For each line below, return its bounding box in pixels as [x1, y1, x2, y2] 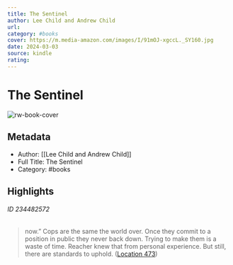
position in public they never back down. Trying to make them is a [24, 235, 217, 243]
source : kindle [7, 50, 52, 57]
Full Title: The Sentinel [17, 157, 83, 166]
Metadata [7, 131, 51, 143]
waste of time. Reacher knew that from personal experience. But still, [24, 242, 227, 251]
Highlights [7, 185, 55, 197]
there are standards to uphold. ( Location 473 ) [24, 249, 158, 259]
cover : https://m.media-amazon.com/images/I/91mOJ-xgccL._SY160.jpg [7, 37, 214, 44]
